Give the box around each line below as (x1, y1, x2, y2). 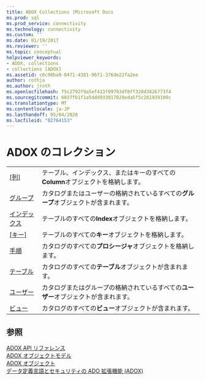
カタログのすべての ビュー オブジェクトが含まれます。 (42, 304, 194, 313)
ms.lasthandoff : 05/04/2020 (6, 112, 78, 118)
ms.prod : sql (6, 15, 40, 21)
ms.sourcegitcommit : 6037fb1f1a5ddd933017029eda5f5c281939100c (6, 94, 172, 101)
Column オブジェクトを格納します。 (42, 178, 145, 186)
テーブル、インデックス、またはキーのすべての (42, 169, 176, 177)
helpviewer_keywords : (6, 55, 62, 61)
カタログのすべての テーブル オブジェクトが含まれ (42, 263, 182, 272)
